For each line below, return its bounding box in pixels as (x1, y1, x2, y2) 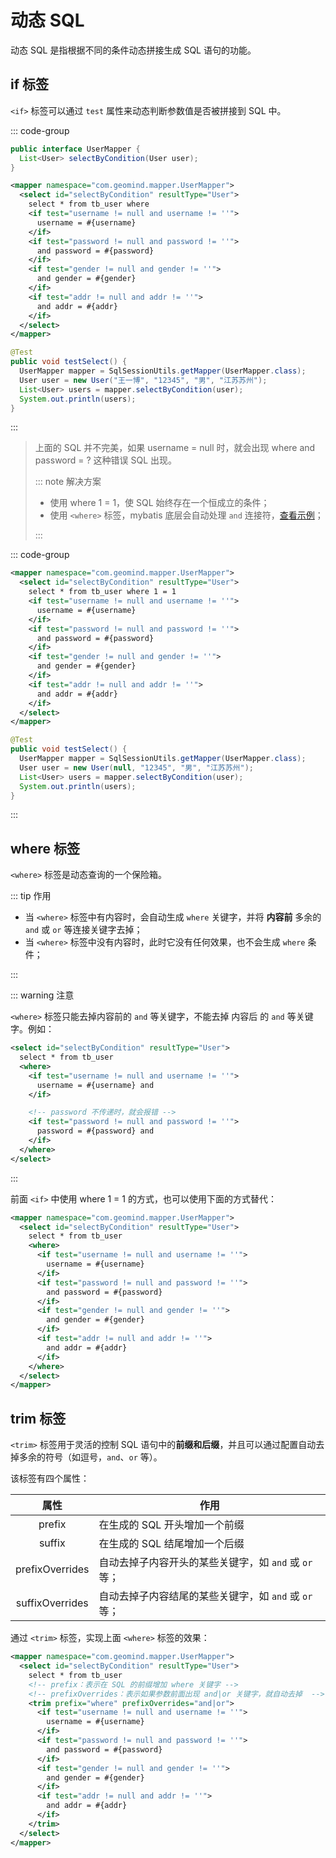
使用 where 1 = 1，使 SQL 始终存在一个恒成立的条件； (49, 497, 270, 509)
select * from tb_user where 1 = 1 (28, 587, 177, 597)
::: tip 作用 (10, 890, 52, 902)
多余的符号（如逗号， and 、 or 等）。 (18, 1451, 163, 1463)
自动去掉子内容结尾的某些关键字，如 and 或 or (98, 1589, 313, 1603)
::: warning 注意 (10, 989, 75, 1001)
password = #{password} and (36, 1126, 155, 1136)
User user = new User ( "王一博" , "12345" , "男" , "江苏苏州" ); (19, 375, 268, 385)
